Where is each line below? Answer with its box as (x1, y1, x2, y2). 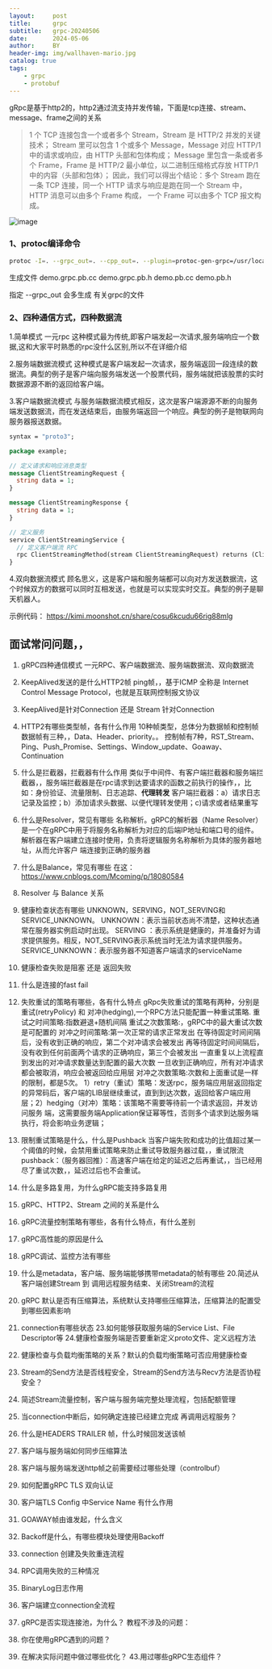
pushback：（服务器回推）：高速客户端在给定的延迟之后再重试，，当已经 (20, 1156, 256, 1165)
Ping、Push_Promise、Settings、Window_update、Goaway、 (20, 742, 227, 751)
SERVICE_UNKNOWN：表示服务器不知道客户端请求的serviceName (20, 946, 243, 956)
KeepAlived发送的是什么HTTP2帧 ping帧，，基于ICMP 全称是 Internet (20, 677, 249, 687)
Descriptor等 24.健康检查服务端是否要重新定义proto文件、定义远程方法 (20, 1333, 257, 1343)
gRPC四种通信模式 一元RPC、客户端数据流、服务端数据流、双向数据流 (20, 660, 254, 670)
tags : (9, 65, 27, 73)
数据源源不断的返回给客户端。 (9, 379, 108, 388)
